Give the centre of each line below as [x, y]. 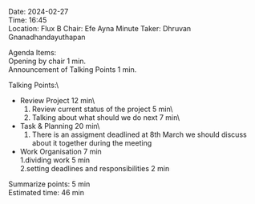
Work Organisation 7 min [61, 152]
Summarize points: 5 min [49, 184]
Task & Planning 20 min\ [60, 126]
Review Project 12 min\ [57, 100]
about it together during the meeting [92, 143]
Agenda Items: [32, 52]
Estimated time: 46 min [46, 192]
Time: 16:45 [28, 20]
